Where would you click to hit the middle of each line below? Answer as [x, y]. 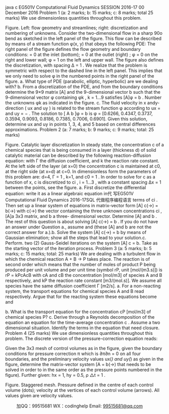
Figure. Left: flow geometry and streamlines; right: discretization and [76, 28]
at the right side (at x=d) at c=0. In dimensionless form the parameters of [81, 171]
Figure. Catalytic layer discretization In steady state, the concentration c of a [84, 145]
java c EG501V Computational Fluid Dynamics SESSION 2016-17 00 [75, 7]
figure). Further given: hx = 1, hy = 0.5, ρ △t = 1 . [55, 375]
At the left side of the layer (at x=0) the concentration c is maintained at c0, [83, 166]
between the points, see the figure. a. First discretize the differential [76, 188]
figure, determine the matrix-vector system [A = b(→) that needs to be [78, 364]
